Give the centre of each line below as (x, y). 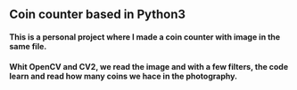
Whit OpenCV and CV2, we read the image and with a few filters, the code (149, 66)
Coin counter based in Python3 (97, 15)
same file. (28, 46)
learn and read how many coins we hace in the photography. (124, 76)
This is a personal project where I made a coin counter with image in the (145, 37)
